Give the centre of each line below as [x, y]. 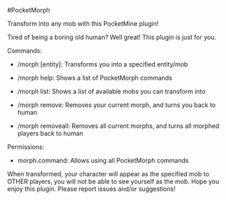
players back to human [50, 133]
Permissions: [26, 147]
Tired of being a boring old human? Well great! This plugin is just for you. [112, 37]
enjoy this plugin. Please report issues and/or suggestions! [91, 189]
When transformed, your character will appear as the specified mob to [108, 174]
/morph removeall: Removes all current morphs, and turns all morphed [118, 126]
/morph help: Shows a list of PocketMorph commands [95, 78]
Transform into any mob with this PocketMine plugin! [83, 23]
